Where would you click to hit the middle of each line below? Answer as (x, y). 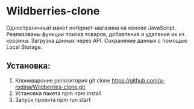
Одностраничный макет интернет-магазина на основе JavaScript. (91, 28)
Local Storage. (24, 47)
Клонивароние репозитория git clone (63, 80)
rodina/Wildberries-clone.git (50, 87)
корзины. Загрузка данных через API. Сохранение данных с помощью (97, 40)
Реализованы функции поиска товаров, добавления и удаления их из (95, 34)
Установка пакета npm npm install (58, 93)
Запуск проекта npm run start (53, 99)
